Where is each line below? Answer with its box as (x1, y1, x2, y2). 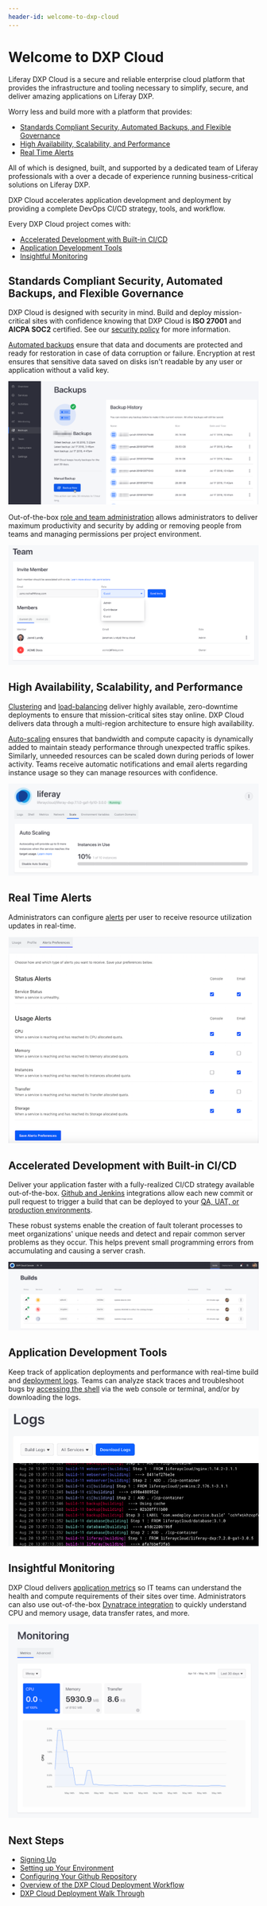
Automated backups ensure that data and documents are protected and (8, 340, 243, 350)
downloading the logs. (8, 1392, 81, 1402)
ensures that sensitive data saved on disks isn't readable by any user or (8, 357, 243, 367)
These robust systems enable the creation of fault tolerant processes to (8, 1221, 243, 1230)
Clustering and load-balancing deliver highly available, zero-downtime (8, 701, 238, 711)
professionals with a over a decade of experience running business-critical (8, 171, 253, 181)
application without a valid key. (8, 366, 110, 375)
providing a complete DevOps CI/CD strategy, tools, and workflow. (8, 204, 226, 213)
